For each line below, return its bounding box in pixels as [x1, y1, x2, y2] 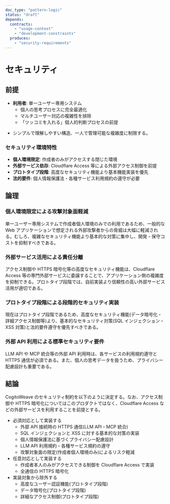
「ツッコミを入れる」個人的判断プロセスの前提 [20, 119, 118, 125]
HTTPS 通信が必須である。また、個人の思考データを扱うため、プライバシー [5, 357, 163, 363]
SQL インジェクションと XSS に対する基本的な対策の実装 [20, 430, 140, 436]
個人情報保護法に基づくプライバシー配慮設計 [20, 436, 114, 443]
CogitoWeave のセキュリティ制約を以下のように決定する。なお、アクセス [5, 394, 158, 400]
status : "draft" [5, 12, 40, 17]
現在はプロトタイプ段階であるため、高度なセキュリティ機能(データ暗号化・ [5, 312, 162, 318]
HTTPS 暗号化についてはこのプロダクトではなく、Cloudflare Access [15, 400, 159, 407]
